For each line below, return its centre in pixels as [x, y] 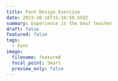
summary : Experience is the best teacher [60, 23]
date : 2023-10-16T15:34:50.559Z [47, 18]
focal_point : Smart [36, 63]
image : [15, 52]
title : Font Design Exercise [43, 12]
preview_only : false [38, 69]
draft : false [23, 29]
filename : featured [36, 57]
